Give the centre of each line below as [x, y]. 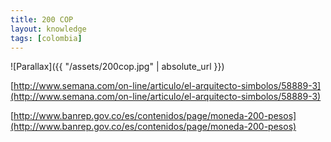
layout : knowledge [48, 29]
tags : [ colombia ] [46, 38]
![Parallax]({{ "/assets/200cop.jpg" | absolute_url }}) [117, 67]
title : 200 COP [42, 19]
